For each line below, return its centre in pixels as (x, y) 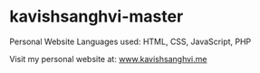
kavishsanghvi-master (96, 17)
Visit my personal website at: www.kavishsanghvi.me (108, 59)
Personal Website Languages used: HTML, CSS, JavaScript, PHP (130, 41)
